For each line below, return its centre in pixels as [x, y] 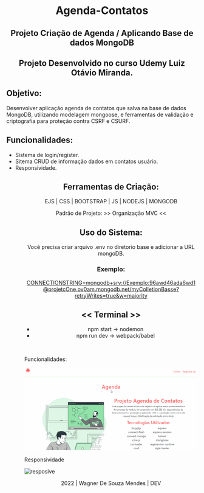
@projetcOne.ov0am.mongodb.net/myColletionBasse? [111, 289]
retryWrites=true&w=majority [111, 295]
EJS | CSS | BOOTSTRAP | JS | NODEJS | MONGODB [111, 201]
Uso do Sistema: [111, 232]
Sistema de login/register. [47, 155]
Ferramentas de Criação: [111, 187]
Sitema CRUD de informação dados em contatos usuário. [87, 161]
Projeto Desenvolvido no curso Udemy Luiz [102, 63]
